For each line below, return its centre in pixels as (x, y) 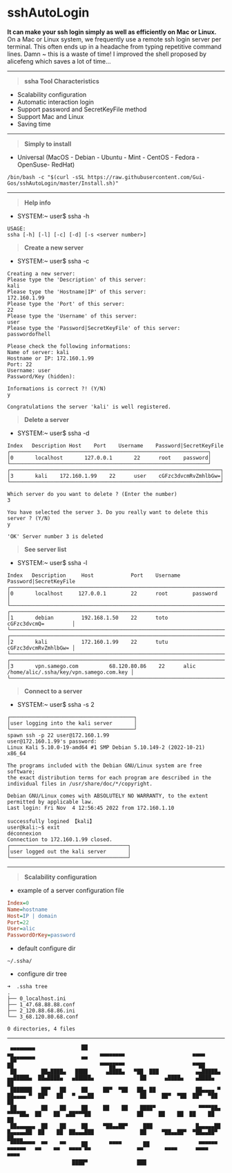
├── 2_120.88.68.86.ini (41, 1011)
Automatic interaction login (56, 102)
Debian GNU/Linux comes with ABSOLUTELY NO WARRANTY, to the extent (108, 796)
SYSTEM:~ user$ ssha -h (53, 216)
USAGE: (17, 229)
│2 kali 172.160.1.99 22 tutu (88, 642)
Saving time (34, 124)
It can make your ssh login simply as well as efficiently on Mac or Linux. (112, 32)
